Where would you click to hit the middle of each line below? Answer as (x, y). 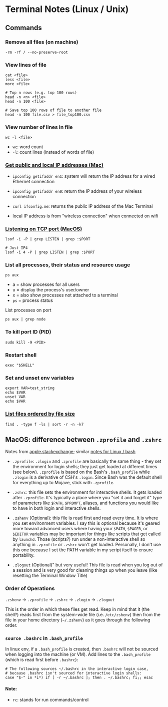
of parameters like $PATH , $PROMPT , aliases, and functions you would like (85, 503)
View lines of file (26, 65)
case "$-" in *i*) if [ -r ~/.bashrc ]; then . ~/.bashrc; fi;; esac (79, 677)
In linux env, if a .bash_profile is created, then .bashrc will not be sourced (82, 649)
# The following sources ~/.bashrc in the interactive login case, (77, 669)
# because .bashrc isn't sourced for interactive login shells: (73, 673)
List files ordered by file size (40, 414)
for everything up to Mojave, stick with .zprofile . (63, 483)
